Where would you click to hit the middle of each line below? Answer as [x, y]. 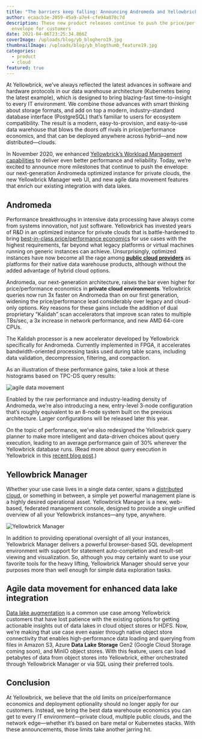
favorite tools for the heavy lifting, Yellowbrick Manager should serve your [98, 564]
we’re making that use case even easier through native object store [89, 632]
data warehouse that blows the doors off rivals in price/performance [91, 129]
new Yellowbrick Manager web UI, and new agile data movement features [97, 180]
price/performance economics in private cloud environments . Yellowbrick [99, 289]
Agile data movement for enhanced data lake [92, 589]
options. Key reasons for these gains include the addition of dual [98, 308]
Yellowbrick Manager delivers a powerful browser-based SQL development [99, 544]
